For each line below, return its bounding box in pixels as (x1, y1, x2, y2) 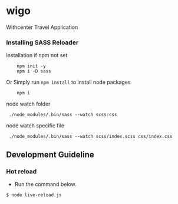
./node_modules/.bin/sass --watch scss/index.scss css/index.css (8, 134, 173, 140)
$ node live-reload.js (6, 192, 62, 198)
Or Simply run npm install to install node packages (6, 78, 131, 86)
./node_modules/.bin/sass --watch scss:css (8, 112, 117, 118)
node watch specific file (6, 122, 65, 129)
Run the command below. (14, 180, 77, 187)
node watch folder (6, 100, 51, 107)
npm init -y (17, 63, 46, 69)
